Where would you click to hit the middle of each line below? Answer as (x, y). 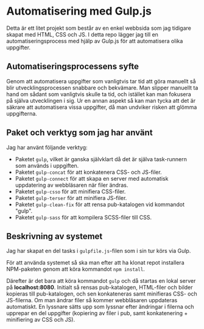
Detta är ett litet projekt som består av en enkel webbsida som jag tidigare (99, 28)
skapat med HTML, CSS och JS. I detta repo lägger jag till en (82, 34)
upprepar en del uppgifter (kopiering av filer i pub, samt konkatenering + (97, 313)
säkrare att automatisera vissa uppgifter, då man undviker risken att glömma (102, 107)
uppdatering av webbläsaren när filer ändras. (72, 185)
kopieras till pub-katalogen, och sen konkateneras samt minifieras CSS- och (102, 294)
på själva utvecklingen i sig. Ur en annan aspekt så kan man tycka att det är (101, 100)
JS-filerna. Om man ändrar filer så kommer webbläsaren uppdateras (92, 300)
